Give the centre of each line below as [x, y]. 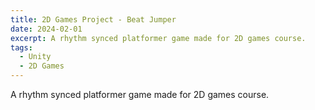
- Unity [35, 57]
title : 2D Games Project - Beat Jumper [93, 19]
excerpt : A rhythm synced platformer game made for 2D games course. [158, 38]
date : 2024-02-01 [46, 29]
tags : [21, 47]
